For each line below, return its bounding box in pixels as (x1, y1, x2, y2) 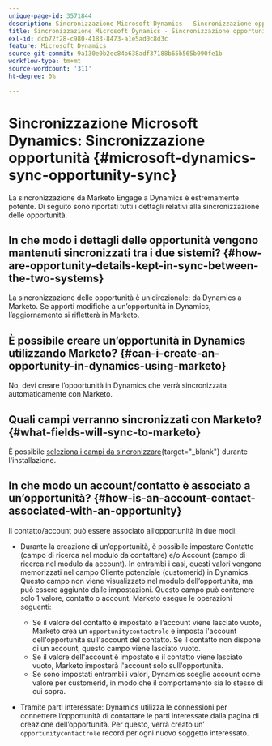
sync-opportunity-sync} (8, 165, 177, 184)
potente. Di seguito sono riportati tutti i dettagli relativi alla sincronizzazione (8, 201, 260, 211)
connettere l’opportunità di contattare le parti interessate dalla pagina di (19, 710, 259, 720)
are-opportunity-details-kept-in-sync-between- (8, 259, 259, 272)
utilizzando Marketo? (8, 346, 118, 360)
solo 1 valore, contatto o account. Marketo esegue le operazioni (19, 593, 232, 602)
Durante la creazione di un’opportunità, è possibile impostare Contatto (19, 541, 254, 551)
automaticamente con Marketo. (8, 389, 113, 399)
